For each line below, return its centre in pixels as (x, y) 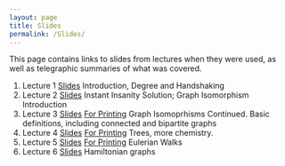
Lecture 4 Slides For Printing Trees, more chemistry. (118, 133)
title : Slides (36, 26)
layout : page (33, 17)
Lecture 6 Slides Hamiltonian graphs (89, 152)
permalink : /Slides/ (48, 34)
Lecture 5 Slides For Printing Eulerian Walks (102, 142)
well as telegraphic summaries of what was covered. (106, 68)
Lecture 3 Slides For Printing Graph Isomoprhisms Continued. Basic (146, 114)
